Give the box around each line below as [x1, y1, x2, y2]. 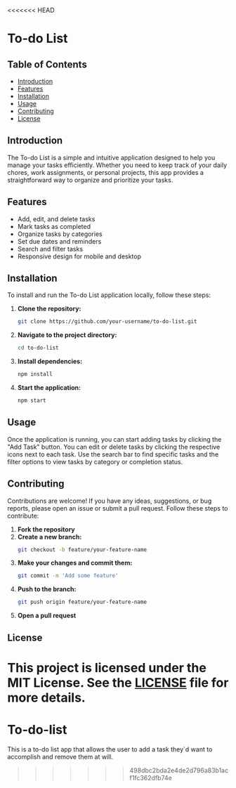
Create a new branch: [17, 532, 82, 541]
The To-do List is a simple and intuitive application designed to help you [7, 153, 216, 162]
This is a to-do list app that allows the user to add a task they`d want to [7, 744, 213, 754]
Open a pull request [17, 611, 77, 620]
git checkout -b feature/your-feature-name [17, 546, 147, 553]
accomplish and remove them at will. [7, 752, 114, 761]
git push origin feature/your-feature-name [17, 598, 147, 606]
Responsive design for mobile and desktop [17, 252, 142, 261]
